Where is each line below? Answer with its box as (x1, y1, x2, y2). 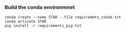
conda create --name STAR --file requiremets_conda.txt (4, 15, 121, 20)
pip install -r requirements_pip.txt (4, 23, 82, 28)
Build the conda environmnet (4, 4, 75, 11)
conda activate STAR (4, 19, 47, 24)
